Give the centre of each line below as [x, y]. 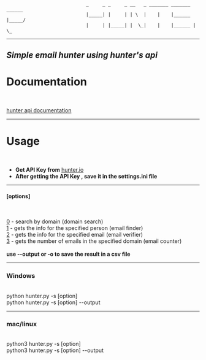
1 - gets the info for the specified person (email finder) [75, 228]
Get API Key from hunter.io [49, 170]
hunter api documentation [39, 110]
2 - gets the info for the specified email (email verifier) [74, 235]
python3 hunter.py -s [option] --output [55, 350]
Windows [21, 276]
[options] [18, 196]
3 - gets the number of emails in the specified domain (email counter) [94, 241]
